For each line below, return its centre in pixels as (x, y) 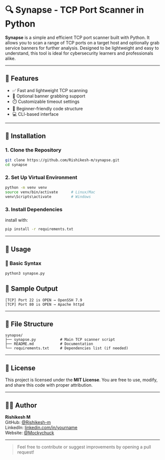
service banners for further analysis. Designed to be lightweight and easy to (82, 48)
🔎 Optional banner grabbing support (49, 96)
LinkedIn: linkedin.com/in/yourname (41, 427)
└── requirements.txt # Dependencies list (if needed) (67, 348)
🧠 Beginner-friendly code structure (47, 108)
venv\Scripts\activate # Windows (48, 197)
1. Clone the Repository (33, 150)
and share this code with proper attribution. (49, 385)
